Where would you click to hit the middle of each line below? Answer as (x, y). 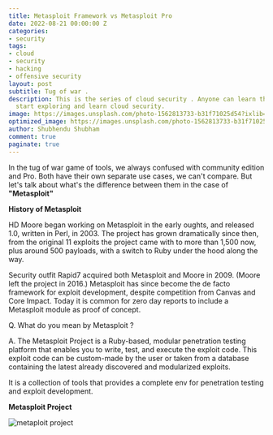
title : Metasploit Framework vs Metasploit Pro (91, 16)
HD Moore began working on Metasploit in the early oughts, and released (131, 225)
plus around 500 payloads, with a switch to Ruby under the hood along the (133, 250)
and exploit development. (51, 391)
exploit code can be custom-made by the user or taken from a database (129, 358)
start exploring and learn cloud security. (90, 106)
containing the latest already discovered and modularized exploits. (120, 367)
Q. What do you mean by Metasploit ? (71, 325)
